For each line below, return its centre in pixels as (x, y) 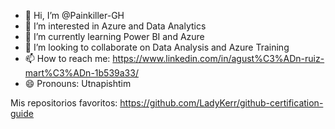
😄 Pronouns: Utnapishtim (78, 83)
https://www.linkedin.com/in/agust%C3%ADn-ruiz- (218, 58)
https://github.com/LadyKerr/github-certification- (221, 103)
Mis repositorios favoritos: (64, 103)
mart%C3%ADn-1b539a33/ (81, 73)
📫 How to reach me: (67, 58)
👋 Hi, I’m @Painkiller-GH (74, 15)
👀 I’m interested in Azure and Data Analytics (115, 26)
